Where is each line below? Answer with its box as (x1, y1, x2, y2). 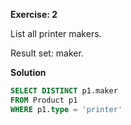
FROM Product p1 (10, 95, 78, 105)
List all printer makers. (10, 28, 102, 39)
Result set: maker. (10, 47, 84, 59)
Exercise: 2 (10, 9, 58, 20)
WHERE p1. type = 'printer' (10, 104, 123, 114)
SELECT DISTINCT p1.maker (10, 86, 118, 96)
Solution (10, 67, 47, 78)
